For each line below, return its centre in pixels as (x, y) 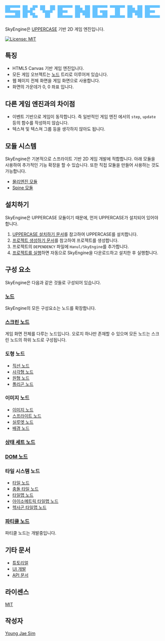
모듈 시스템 (21, 146)
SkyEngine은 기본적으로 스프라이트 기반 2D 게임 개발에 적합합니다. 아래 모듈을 (80, 159)
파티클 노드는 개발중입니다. (31, 533)
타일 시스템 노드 (23, 471)
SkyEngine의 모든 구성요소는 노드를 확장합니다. (51, 308)
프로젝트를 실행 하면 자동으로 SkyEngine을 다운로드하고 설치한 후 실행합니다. (85, 253)
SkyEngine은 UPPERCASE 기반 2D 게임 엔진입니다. (55, 29)
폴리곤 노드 (23, 384)
